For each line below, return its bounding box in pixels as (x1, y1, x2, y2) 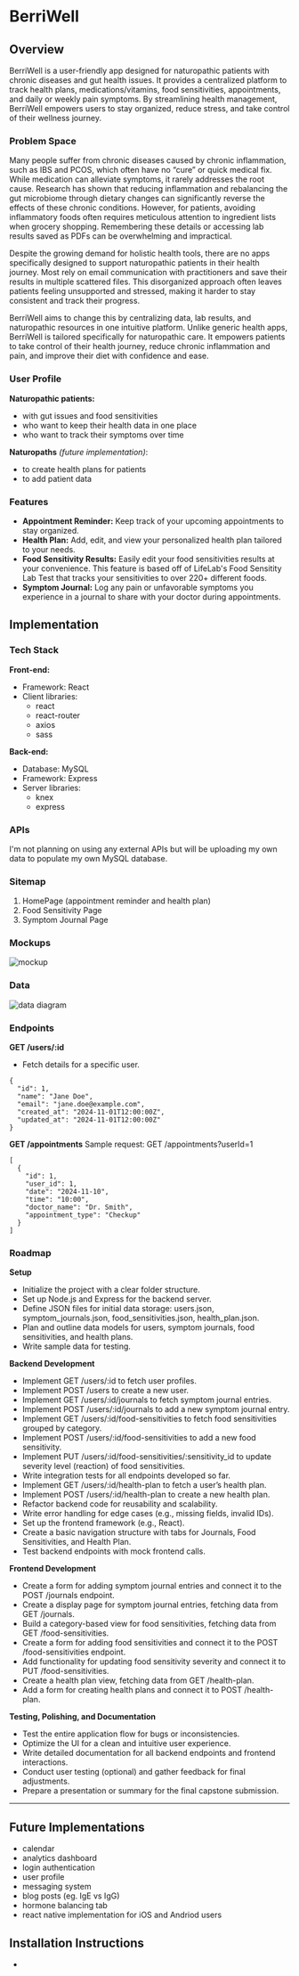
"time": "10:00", (25, 1196, 90, 1204)
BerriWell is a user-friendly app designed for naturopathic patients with (9, 65, 270, 76)
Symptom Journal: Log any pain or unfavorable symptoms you (21, 582, 254, 592)
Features (9, 495, 49, 508)
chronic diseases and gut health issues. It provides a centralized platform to (9, 75, 287, 86)
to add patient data (21, 473, 92, 484)
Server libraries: (21, 782, 82, 793)
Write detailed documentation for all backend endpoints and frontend (21, 1748, 276, 1759)
